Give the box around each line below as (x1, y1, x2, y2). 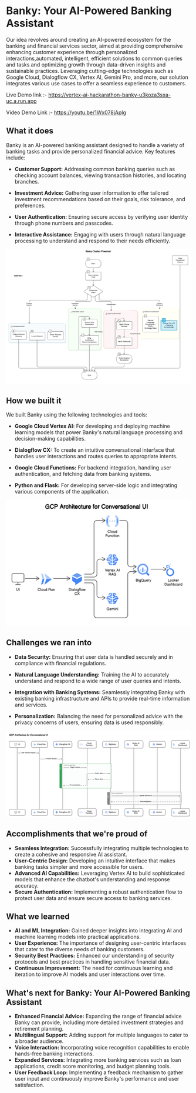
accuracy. (14, 882, 39, 889)
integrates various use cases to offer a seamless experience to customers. (6, 79, 187, 86)
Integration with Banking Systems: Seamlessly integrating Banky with (14, 688, 185, 695)
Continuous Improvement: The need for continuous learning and (14, 965, 173, 972)
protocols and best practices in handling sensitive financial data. (14, 958, 171, 965)
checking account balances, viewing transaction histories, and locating (14, 172, 187, 179)
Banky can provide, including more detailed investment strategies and (14, 1019, 184, 1026)
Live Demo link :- (6, 91, 48, 98)
